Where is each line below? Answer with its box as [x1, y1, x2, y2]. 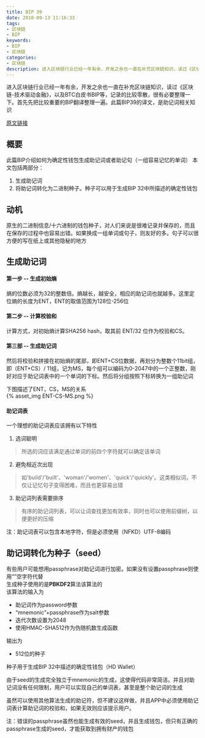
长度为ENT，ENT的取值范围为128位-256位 [22, 297, 129, 305]
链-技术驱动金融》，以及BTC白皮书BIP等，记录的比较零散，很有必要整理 [6, 91, 185, 99]
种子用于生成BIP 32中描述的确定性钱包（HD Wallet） [6, 663, 138, 671]
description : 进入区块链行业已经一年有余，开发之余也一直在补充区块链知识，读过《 [6, 65, 192, 72]
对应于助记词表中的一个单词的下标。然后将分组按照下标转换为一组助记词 [11, 373, 193, 379]
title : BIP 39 [6, 9, 43, 15]
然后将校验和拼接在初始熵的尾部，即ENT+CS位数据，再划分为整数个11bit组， [6, 357, 199, 364]
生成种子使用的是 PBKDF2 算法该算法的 [6, 581, 103, 588]
